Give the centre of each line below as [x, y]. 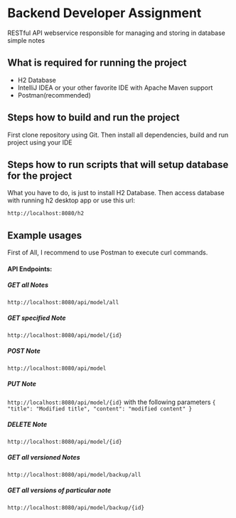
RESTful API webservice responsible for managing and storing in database [116, 33]
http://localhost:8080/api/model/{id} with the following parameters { [112, 402]
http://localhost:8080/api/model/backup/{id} [76, 507]
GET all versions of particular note [59, 490]
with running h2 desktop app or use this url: [71, 200]
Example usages [45, 235]
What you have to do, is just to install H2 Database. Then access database [116, 193]
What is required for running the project [97, 63]
